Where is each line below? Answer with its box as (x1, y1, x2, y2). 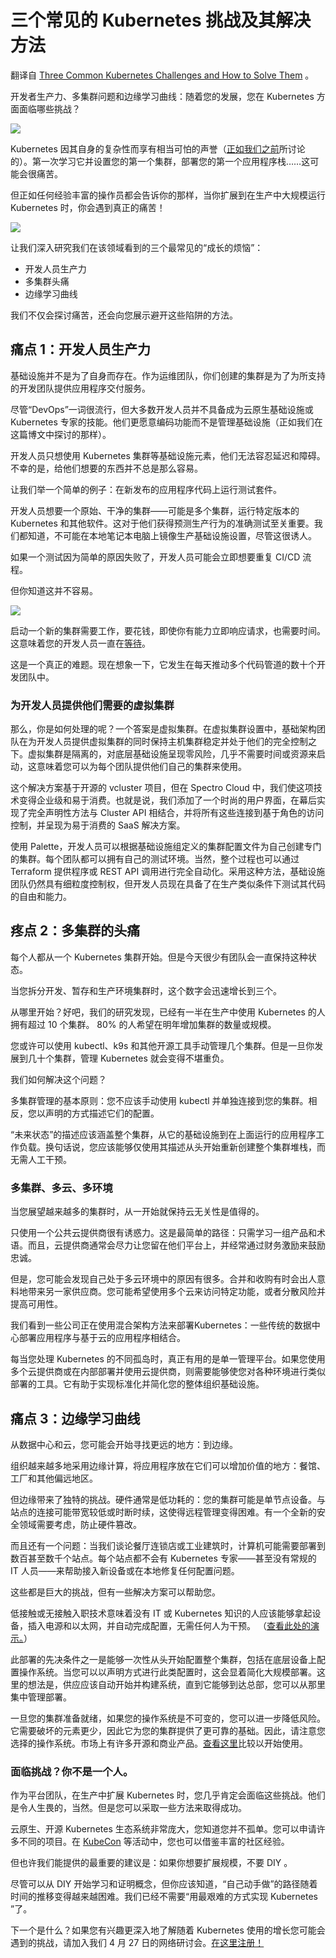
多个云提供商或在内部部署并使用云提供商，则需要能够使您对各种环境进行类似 (10, 1366, 326, 1378)
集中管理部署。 (10, 1691, 72, 1703)
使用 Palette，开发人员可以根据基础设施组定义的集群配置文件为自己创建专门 (10, 841, 322, 853)
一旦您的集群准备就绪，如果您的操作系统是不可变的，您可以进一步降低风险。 (10, 1712, 326, 1724)
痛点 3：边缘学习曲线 (10, 1410, 141, 1427)
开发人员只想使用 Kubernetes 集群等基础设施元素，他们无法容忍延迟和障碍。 (10, 449, 326, 461)
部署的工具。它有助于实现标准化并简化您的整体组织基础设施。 (10, 1378, 265, 1390)
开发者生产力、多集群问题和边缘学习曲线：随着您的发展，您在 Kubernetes (10, 90, 315, 102)
